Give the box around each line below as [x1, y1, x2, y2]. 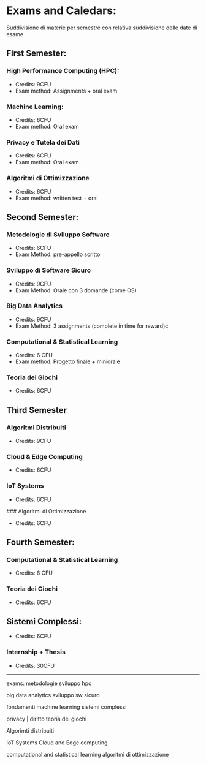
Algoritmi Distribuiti [6, 423, 66, 432]
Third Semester [6, 405, 67, 415]
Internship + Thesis [6, 648, 66, 656]
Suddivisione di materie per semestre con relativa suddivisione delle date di [6, 24, 197, 31]
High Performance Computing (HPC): [6, 67, 120, 75]
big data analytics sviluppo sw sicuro [6, 691, 100, 698]
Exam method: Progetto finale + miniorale [15, 358, 121, 365]
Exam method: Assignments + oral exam [15, 87, 118, 94]
